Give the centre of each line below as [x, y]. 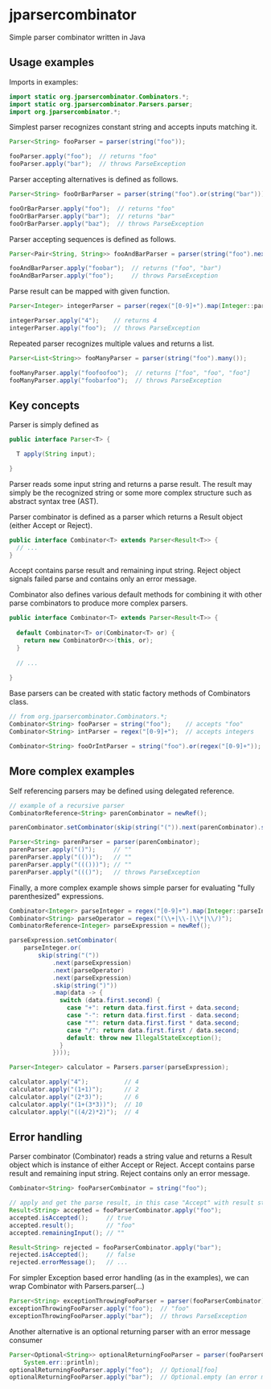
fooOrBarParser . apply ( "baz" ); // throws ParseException [107, 223]
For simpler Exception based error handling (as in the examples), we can [129, 1278]
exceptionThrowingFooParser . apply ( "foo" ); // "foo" [99, 1309]
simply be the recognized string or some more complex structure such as [131, 493]
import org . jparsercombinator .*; [65, 112]
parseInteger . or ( [53, 948]
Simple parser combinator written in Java [77, 37]
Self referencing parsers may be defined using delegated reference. [122, 791]
